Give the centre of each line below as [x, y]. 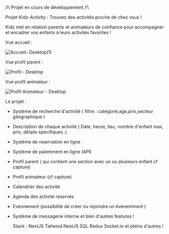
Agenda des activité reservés [43, 196]
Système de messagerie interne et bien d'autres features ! [73, 216]
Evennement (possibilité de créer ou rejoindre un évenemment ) [79, 206]
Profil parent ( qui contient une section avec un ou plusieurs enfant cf [85, 162]
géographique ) [29, 117]
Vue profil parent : [24, 62]
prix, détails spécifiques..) [40, 132]
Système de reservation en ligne [46, 142]
